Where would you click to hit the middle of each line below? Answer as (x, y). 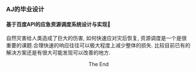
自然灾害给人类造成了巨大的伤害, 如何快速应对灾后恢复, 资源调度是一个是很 (96, 38)
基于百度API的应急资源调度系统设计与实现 (57, 24)
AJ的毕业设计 (25, 9)
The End (99, 64)
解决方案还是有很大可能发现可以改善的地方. (58, 53)
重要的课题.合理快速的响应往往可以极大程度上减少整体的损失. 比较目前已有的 (98, 45)
